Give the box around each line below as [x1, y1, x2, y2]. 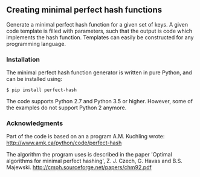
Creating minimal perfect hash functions [6, 5, 162, 15]
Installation [6, 55, 40, 63]
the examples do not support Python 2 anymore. [6, 104, 127, 111]
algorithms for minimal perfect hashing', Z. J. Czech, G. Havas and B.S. [6, 157, 183, 165]
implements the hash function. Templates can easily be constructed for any [6, 33, 194, 41]
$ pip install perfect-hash [6, 87, 77, 93]
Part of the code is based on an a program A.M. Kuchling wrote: [6, 133, 165, 140]
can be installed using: [6, 76, 62, 83]
